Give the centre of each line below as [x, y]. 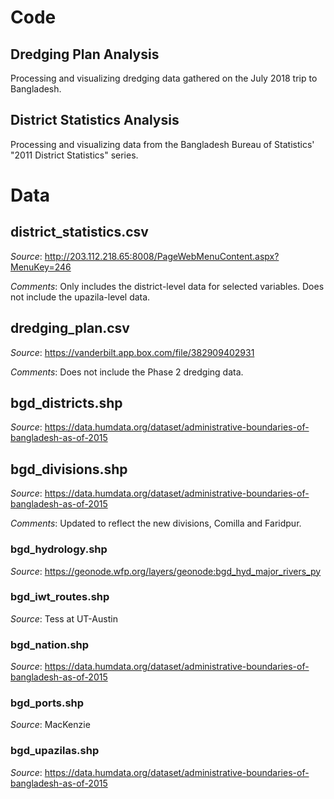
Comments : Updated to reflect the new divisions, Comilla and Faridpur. [156, 523]
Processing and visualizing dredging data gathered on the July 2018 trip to [164, 78]
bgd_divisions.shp [69, 469]
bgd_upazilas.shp [55, 751]
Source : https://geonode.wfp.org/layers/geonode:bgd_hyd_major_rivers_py [166, 571]
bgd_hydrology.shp [59, 549]
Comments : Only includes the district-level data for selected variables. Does [167, 286]
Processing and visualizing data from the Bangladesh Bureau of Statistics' [162, 144]
